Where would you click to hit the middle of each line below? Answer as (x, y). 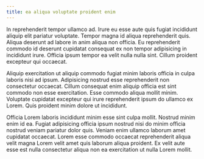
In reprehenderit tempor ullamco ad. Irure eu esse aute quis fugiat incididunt (102, 29)
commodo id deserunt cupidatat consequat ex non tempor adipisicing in (97, 49)
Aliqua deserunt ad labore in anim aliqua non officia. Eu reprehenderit (93, 42)
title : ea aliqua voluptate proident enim (61, 12)
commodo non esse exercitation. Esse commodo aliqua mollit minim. (92, 92)
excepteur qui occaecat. (37, 61)
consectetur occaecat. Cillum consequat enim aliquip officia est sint (91, 86)
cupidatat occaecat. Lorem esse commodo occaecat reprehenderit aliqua (98, 137)
